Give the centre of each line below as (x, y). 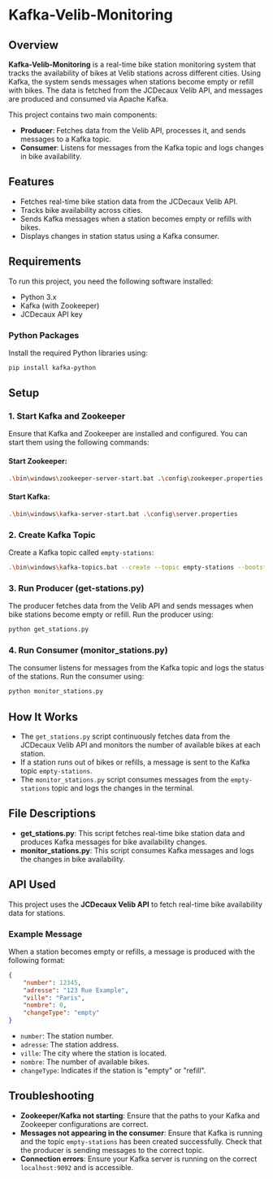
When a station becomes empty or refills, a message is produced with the (132, 951)
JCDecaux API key (51, 314)
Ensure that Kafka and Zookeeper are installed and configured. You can (128, 434)
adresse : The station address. (69, 1045)
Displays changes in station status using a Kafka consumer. (119, 236)
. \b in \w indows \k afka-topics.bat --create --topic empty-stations (121, 567)
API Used (32, 884)
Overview (34, 45)
